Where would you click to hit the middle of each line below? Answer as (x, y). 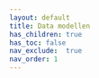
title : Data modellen (50, 26)
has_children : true (46, 34)
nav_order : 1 (34, 59)
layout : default (40, 17)
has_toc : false (38, 43)
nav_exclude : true (46, 51)
